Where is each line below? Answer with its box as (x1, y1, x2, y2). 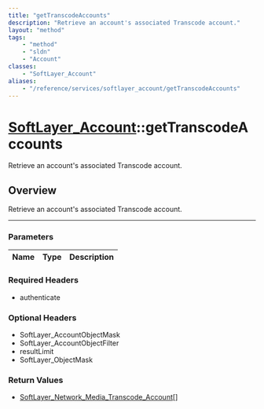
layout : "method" (8, 26, 65, 34)
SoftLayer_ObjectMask (19, 355, 93, 365)
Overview (8, 184, 57, 197)
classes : (8, 63, 37, 71)
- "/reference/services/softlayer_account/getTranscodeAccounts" (22, 84, 241, 93)
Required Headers (8, 275, 79, 286)
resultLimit (19, 347, 54, 356)
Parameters (8, 232, 53, 243)
